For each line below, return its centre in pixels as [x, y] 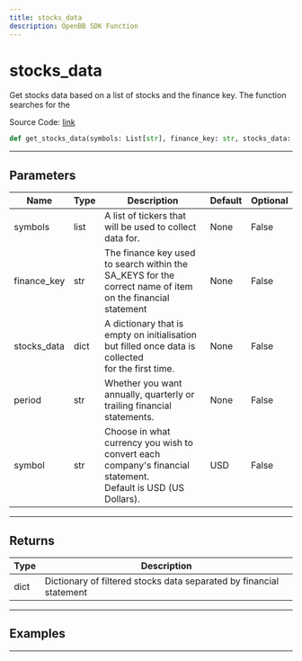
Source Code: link [42, 122]
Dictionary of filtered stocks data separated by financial [162, 581]
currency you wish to [149, 443]
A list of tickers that [145, 216]
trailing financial [138, 406]
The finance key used [150, 253]
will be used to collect [151, 228]
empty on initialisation [151, 335]
